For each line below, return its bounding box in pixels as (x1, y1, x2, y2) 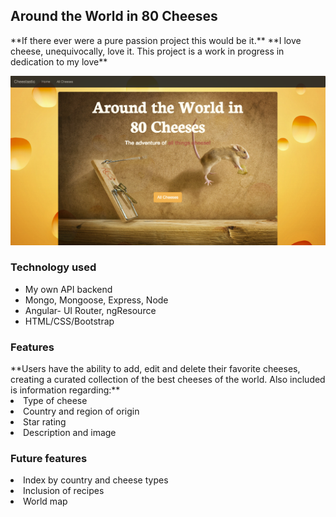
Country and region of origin (23, 405, 140, 418)
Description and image (23, 427, 117, 439)
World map (23, 495, 68, 508)
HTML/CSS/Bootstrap (24, 315, 115, 327)
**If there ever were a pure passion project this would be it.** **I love (10, 34, 302, 46)
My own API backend (24, 283, 113, 295)
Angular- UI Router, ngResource (24, 304, 157, 316)
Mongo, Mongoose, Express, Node (24, 294, 169, 306)
